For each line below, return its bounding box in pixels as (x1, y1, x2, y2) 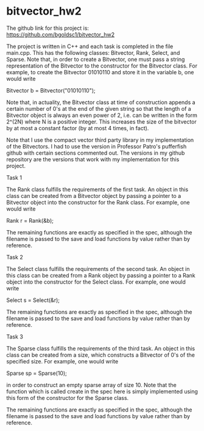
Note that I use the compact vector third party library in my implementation (6, 136, 194, 144)
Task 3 (6, 333, 23, 340)
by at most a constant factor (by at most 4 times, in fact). (6, 124, 149, 131)
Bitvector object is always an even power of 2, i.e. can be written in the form (6, 111, 198, 119)
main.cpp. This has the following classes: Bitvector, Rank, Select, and (6, 49, 180, 56)
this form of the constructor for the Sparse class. (6, 394, 129, 401)
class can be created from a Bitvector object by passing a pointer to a (6, 192, 181, 199)
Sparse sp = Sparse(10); (6, 370, 67, 377)
